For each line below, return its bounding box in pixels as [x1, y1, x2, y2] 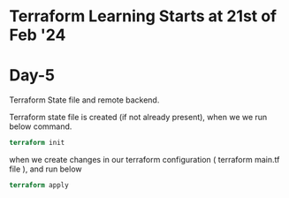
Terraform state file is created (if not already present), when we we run [9, 112, 268, 123]
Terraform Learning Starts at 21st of [9, 6, 278, 27]
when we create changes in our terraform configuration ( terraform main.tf [9, 155, 280, 164]
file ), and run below [9, 164, 82, 174]
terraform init [9, 139, 65, 148]
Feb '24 [9, 25, 66, 45]
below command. [9, 121, 72, 132]
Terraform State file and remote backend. [9, 95, 160, 105]
